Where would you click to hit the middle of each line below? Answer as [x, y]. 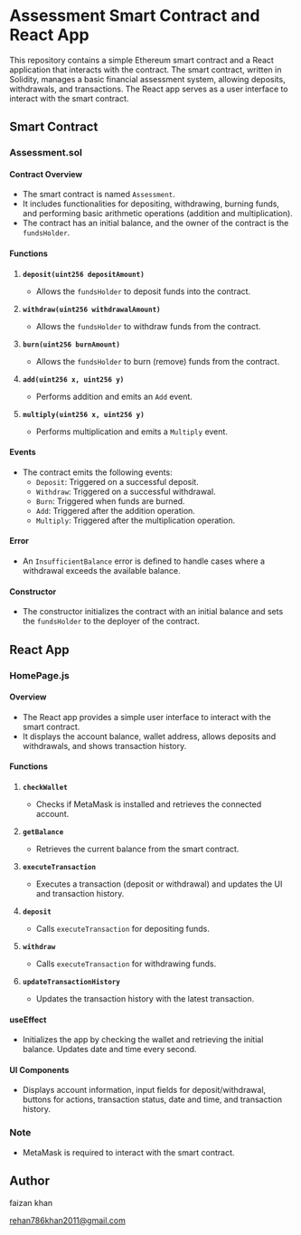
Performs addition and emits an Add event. [114, 396]
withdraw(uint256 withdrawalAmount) [91, 309]
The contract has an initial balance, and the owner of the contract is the [155, 223]
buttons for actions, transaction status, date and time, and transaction [152, 1099]
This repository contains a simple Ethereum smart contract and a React [141, 60]
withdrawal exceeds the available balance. [101, 571]
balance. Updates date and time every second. [109, 1050]
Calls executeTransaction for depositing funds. [122, 928]
